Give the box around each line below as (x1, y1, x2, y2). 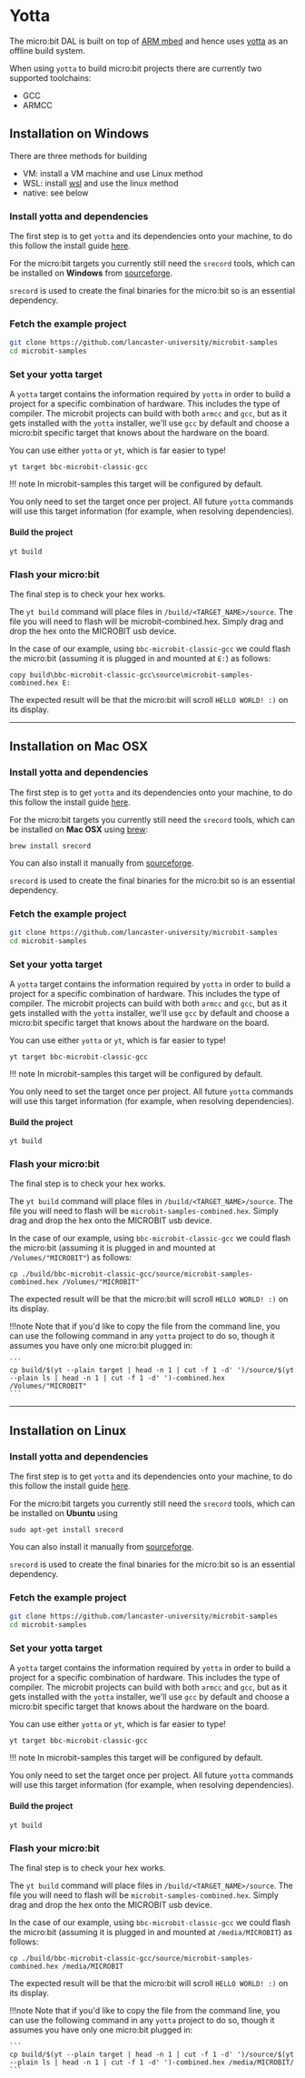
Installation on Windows (9, 126, 150, 142)
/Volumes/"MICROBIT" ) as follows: (9, 1252, 133, 1263)
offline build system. (9, 45, 86, 55)
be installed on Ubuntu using (9, 1508, 118, 1519)
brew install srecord (9, 841, 92, 850)
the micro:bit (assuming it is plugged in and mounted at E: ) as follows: (9, 652, 271, 664)
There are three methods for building (9, 150, 148, 161)
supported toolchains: (9, 72, 92, 83)
